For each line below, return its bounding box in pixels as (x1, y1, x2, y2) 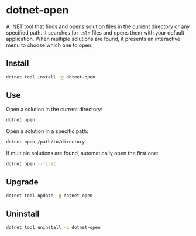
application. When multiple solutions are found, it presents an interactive (6, 35, 181, 42)
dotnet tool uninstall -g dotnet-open (6, 224, 101, 230)
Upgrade (6, 177, 39, 187)
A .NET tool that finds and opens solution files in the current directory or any (6, 23, 190, 30)
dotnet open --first (6, 161, 57, 167)
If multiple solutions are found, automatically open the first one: (6, 150, 159, 157)
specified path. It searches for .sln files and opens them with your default (6, 29, 185, 36)
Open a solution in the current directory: (6, 106, 103, 113)
